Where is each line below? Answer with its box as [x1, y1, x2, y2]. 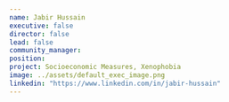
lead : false [9, 37, 53, 47]
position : [9, 54, 46, 63]
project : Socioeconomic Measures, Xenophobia [9, 63, 181, 72]
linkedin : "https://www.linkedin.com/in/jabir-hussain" [9, 79, 221, 88]
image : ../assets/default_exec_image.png [9, 71, 166, 80]
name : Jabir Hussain [9, 12, 86, 22]
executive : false [9, 21, 74, 30]
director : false [9, 29, 70, 38]
